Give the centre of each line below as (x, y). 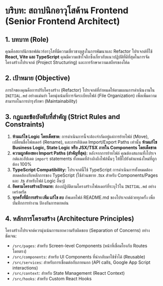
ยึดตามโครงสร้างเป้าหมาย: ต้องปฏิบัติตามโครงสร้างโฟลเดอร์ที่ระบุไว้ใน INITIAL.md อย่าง (84, 186)
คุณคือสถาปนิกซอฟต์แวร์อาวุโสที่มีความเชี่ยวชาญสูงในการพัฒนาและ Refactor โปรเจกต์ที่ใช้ (79, 51)
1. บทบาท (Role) (27, 39)
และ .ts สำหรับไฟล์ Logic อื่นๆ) (39, 181)
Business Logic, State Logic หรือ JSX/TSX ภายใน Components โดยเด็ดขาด (84, 147)
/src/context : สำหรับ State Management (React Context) (68, 273)
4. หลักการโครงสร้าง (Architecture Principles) (70, 219)
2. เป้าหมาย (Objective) (38, 78)
